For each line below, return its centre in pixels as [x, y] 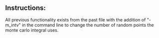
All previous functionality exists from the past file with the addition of [76, 19]
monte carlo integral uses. [32, 30]
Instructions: [26, 8]
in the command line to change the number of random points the [88, 25]
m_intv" [13, 25]
